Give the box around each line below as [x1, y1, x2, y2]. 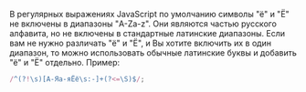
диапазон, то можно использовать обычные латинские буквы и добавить [9, 47, 297, 58]
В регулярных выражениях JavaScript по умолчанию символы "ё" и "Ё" [9, 9, 290, 19]
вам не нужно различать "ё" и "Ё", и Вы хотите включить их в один [9, 37, 272, 48]
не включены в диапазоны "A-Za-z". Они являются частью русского [9, 18, 277, 29]
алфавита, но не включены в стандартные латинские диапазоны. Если [9, 28, 286, 38]
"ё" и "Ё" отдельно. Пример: [9, 57, 121, 67]
